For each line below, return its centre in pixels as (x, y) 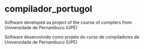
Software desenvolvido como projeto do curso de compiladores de (72, 37)
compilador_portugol (48, 9)
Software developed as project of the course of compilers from (68, 22)
